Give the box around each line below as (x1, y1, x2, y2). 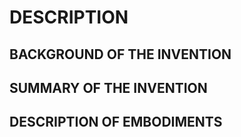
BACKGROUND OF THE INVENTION (9, 46, 232, 63)
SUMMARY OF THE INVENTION (9, 79, 208, 96)
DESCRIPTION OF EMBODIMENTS (9, 114, 223, 131)
